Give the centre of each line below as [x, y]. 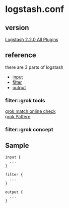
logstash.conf [35, 9]
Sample [17, 146]
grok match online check [31, 111]
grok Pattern [18, 117]
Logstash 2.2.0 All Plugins [32, 39]
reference [21, 55]
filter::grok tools [25, 100]
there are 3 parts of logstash [34, 67]
